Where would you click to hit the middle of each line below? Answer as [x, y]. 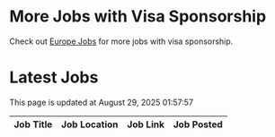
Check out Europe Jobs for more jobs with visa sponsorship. [121, 41]
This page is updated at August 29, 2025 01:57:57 [102, 102]
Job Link [146, 124]
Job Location [90, 124]
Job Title [33, 124]
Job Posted [198, 124]
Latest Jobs [54, 77]
